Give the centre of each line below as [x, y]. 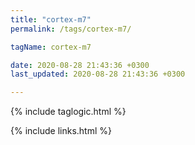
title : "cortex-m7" [51, 19]
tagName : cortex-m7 [51, 47]
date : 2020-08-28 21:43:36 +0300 [80, 65]
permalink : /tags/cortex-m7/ [71, 29]
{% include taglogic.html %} [68, 112]
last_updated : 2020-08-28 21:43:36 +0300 [98, 74]
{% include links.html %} [61, 131]
